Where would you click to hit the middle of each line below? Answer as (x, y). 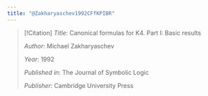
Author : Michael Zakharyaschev (69, 46)
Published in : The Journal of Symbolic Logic (86, 72)
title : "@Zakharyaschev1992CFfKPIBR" (61, 13)
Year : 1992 (39, 59)
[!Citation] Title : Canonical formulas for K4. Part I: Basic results (112, 33)
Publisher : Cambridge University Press (79, 85)
